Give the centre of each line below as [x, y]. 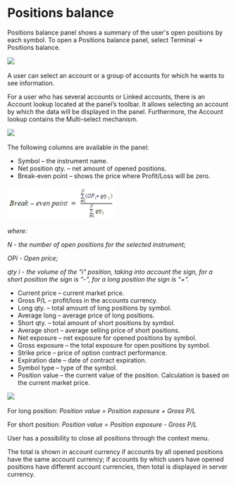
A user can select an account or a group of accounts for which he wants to [116, 75]
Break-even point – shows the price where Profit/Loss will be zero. [114, 176]
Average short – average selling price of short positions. [99, 330]
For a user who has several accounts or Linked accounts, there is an [106, 96]
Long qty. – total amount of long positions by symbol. [94, 308]
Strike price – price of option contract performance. [92, 353]
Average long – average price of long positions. [86, 315]
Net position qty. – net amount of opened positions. [92, 168]
